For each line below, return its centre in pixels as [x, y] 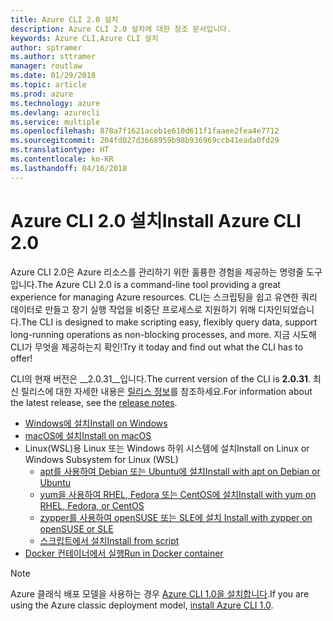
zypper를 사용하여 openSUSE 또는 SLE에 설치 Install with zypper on [176, 517]
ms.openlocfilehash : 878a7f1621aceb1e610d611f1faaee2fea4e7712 [145, 131]
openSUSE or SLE [76, 528]
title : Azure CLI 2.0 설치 [64, 19]
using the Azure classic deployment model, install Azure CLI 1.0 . [142, 605]
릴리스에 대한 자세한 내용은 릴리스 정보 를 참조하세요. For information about [166, 391]
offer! [21, 358]
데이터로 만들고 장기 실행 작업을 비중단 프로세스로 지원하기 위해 [133, 309]
